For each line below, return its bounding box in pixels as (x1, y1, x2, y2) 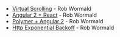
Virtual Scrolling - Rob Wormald (12, 5, 91, 12)
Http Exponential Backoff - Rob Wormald (12, 24, 115, 31)
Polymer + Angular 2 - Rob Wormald (12, 18, 104, 24)
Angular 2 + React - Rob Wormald (12, 11, 97, 18)
